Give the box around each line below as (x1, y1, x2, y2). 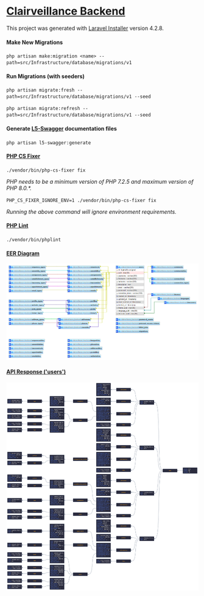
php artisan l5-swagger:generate (6, 139, 91, 146)
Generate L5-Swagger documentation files (6, 125, 118, 132)
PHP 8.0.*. (6, 184, 32, 192)
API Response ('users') (6, 368, 66, 376)
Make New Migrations (6, 38, 63, 46)
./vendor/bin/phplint (6, 236, 62, 242)
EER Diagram (6, 249, 40, 257)
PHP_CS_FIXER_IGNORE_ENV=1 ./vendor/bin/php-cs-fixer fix (6, 197, 157, 203)
